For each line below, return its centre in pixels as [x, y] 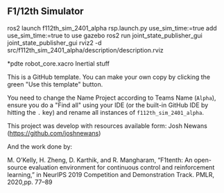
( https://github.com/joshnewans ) [54, 133]
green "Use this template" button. [55, 84]
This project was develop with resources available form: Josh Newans [107, 126]
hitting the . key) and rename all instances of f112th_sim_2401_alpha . [106, 112]
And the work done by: [40, 146]
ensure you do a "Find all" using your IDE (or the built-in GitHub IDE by [108, 105]
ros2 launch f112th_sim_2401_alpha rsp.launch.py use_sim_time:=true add [112, 28]
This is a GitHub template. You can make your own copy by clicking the [109, 77]
